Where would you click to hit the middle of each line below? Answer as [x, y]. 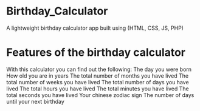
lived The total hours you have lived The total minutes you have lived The [98, 89]
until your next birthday [36, 101]
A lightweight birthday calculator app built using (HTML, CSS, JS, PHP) [95, 28]
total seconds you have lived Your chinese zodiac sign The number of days [100, 95]
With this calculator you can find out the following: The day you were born [99, 69]
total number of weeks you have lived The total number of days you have [98, 82]
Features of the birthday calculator [96, 52]
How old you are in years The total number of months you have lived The [98, 76]
